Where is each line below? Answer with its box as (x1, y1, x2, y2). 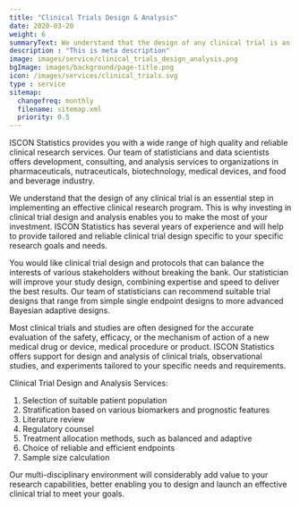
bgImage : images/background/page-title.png (9, 63, 175, 72)
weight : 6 (9, 30, 47, 38)
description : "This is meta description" (9, 47, 170, 55)
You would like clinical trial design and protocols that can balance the (9, 258, 264, 268)
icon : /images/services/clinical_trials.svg (9, 72, 178, 80)
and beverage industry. (9, 175, 95, 186)
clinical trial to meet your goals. (9, 488, 125, 499)
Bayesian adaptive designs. (9, 305, 110, 316)
